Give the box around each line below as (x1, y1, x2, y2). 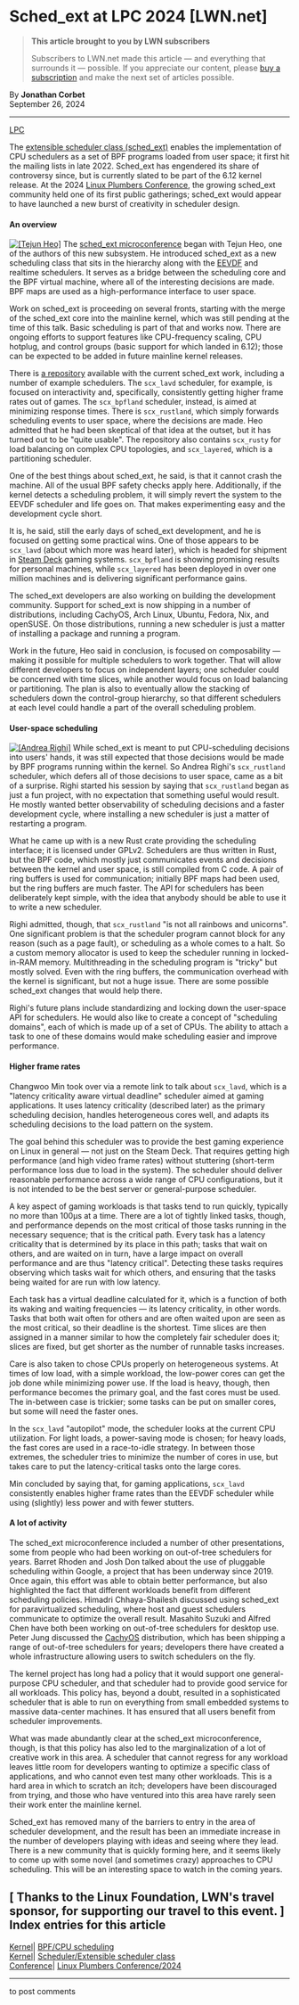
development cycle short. (9, 508, 102, 519)
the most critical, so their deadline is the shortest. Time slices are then (9, 1322, 267, 1333)
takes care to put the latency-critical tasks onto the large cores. (9, 1460, 242, 1472)
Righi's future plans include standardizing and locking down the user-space (9, 1003, 287, 1014)
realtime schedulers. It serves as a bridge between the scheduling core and (9, 267, 287, 278)
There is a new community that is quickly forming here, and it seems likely (9, 1845, 281, 1855)
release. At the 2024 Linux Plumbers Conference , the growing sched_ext (9, 179, 276, 190)
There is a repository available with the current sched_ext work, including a (9, 368, 285, 379)
